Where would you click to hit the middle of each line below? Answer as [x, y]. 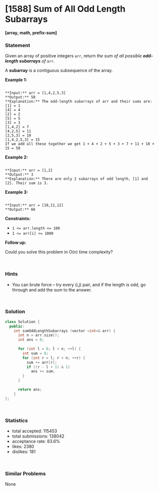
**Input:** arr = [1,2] [29, 170]
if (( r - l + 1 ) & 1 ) [48, 367]
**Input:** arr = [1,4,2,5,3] [36, 93]
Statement [18, 45]
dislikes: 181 [24, 451]
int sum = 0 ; [36, 353]
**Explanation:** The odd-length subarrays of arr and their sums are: [79, 102]
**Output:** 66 [20, 210]
